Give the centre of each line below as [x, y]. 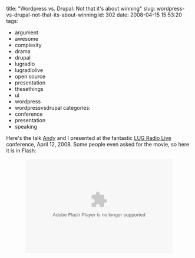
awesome [27, 39]
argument [26, 32]
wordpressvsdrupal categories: [52, 108]
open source [30, 76]
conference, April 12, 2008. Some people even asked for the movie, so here [98, 144]
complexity [28, 45]
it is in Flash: [21, 151]
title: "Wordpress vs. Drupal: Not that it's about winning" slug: [81, 9]
